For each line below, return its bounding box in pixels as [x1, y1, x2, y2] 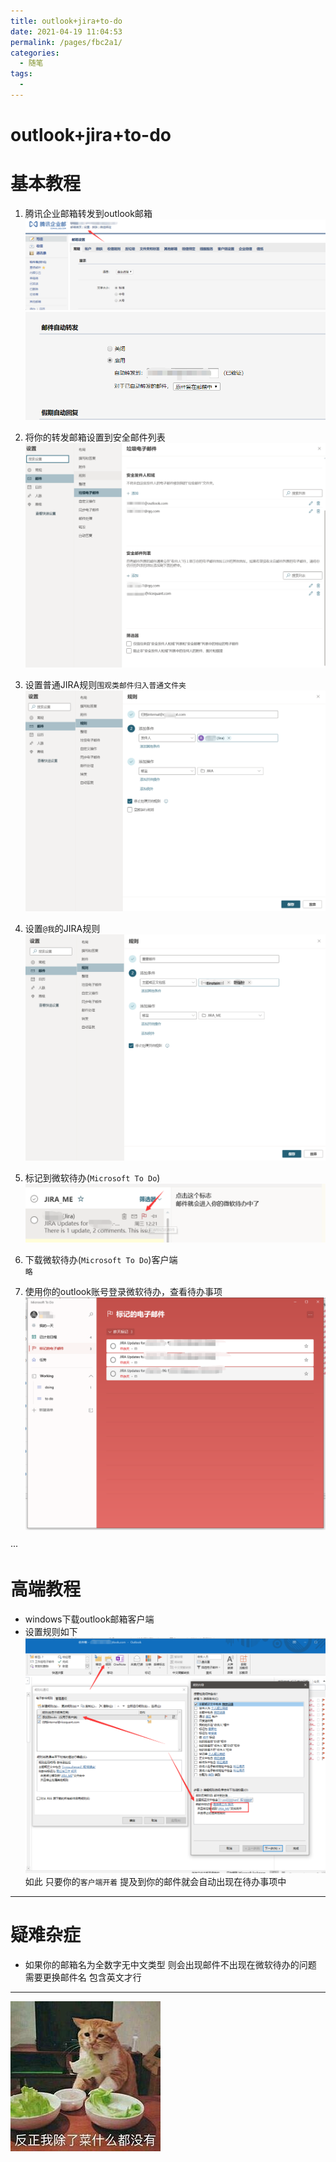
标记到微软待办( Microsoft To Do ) [24, 1171, 161, 1184]
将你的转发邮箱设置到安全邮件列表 [24, 431, 166, 444]
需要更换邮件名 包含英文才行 [24, 1971, 142, 1984]
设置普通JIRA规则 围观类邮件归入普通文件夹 [24, 678, 187, 690]
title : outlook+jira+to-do [10, 16, 123, 26]
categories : [10, 48, 60, 58]
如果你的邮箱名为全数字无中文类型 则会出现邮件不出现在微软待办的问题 [24, 1959, 317, 1971]
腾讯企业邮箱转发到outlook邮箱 [24, 208, 153, 219]
